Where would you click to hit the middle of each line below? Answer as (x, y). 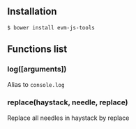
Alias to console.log (36, 84)
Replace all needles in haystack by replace (68, 118)
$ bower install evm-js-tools (51, 27)
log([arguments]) (37, 69)
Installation (32, 12)
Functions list (37, 49)
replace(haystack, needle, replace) (68, 102)
